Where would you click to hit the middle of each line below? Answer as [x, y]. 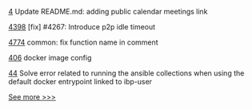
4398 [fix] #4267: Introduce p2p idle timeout [82, 27]
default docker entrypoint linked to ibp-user [80, 82]
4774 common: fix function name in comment [83, 42]
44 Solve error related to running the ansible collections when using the [126, 73]
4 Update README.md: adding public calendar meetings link [108, 12]
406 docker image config [50, 58]
